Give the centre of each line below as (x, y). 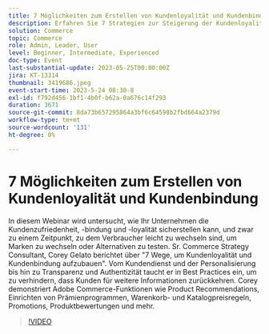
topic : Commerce (35, 38)
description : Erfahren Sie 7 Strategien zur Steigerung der (111, 23)
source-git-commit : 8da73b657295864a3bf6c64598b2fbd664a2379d (114, 113)
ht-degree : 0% (32, 135)
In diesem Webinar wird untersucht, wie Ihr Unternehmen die (109, 220)
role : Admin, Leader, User (53, 46)
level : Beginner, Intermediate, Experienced (84, 53)
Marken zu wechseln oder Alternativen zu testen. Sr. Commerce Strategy (129, 246)
